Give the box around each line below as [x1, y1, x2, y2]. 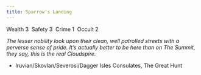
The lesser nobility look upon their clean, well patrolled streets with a [6, 37, 180, 44]
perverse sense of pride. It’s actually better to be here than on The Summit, [6, 44, 196, 51]
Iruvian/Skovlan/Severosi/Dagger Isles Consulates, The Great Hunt [15, 62, 183, 69]
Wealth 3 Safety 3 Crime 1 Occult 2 [6, 25, 99, 33]
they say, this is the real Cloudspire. [6, 50, 96, 57]
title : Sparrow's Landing [6, 8, 72, 15]
